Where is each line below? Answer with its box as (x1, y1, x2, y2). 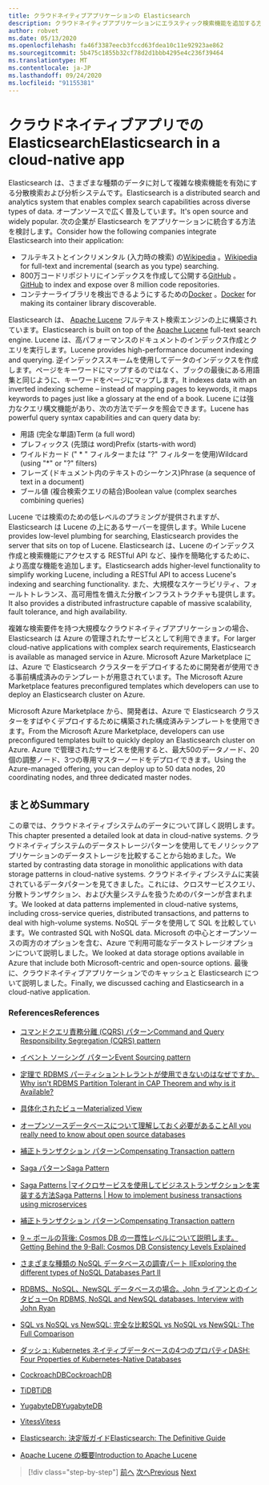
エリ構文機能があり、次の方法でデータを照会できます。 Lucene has (29, 404, 250, 413)
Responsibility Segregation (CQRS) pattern (19, 1035, 162, 1045)
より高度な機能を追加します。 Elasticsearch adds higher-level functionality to (8, 561, 261, 571)
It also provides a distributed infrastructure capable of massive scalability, (8, 599, 252, 608)
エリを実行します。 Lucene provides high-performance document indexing (8, 345, 254, 355)
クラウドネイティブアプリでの (8, 116, 204, 134)
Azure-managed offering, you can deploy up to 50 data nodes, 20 (8, 764, 226, 774)
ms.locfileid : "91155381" (8, 79, 94, 87)
